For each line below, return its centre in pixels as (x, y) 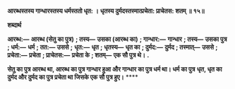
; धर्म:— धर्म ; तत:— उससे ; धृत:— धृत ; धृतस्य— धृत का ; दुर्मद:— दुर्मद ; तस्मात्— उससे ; (113, 47)
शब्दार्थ (14, 25)
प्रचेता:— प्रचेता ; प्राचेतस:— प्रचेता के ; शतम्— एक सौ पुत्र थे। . (78, 55)
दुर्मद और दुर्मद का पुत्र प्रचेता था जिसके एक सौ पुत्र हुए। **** (73, 77)
